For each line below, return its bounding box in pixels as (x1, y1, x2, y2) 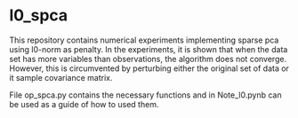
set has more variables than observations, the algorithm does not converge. (9, 53, 287, 64)
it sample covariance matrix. (9, 72, 113, 83)
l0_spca (9, 5, 68, 26)
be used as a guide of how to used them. (9, 98, 159, 109)
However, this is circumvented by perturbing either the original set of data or (9, 63, 289, 74)
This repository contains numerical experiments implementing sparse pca (9, 35, 279, 45)
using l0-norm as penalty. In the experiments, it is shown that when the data (9, 43, 288, 54)
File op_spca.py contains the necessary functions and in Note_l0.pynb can (9, 90, 282, 100)
